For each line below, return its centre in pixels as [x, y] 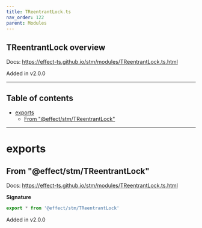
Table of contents [40, 98]
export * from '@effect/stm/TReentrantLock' [63, 208]
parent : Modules [26, 23]
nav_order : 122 [25, 17]
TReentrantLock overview [56, 47]
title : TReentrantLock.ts [38, 12]
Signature [19, 197]
